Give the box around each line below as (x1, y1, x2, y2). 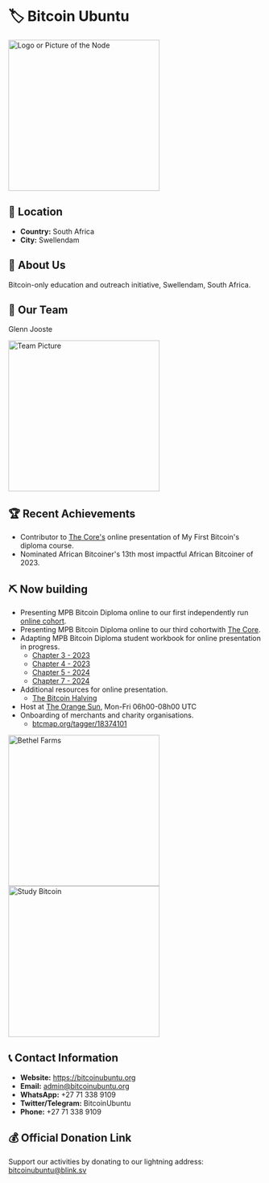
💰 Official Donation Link (8, 1131, 132, 1145)
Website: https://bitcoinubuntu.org (19, 1073, 136, 1082)
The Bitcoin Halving (31, 693, 97, 702)
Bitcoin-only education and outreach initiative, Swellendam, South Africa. (8, 279, 251, 289)
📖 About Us (8, 259, 66, 272)
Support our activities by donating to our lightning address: (8, 1156, 204, 1166)
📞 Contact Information (8, 1051, 118, 1065)
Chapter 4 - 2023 (31, 659, 91, 668)
